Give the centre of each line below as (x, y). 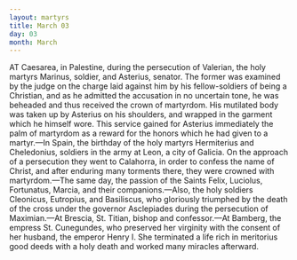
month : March (33, 42)
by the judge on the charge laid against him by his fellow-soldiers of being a (148, 86)
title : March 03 (39, 26)
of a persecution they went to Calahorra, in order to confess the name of (142, 162)
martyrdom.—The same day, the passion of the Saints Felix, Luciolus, (136, 181)
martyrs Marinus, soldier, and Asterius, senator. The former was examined (145, 77)
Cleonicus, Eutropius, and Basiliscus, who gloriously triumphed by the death (148, 200)
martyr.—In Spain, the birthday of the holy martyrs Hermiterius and (132, 143)
